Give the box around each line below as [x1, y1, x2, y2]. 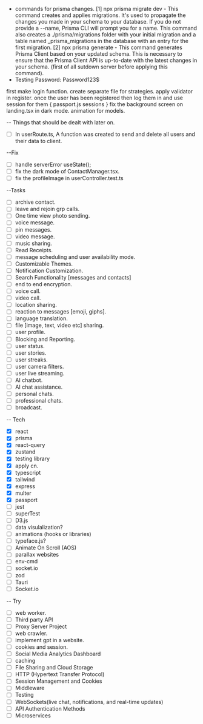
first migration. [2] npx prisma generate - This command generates [15, 44, 183, 51]
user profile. [15, 329, 45, 336]
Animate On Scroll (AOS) [15, 544, 77, 551]
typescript [15, 469, 41, 476]
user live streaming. [15, 369, 65, 377]
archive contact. [15, 198, 56, 206]
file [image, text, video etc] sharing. [15, 321, 104, 329]
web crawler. [15, 629, 48, 637]
